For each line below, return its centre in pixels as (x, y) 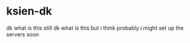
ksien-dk (29, 11)
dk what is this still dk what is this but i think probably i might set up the (95, 28)
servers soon (23, 34)
